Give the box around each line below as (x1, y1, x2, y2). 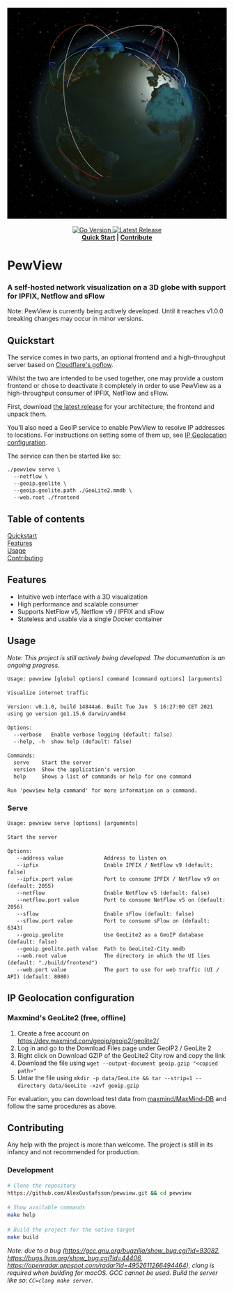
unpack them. (7, 410, 47, 419)
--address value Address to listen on (16, 854, 167, 862)
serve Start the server (13, 759, 92, 766)
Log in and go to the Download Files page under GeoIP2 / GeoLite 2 (17, 1044, 212, 1052)
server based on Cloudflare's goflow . (7, 361, 114, 369)
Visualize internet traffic (7, 689, 89, 696)
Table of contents (7, 513, 85, 525)
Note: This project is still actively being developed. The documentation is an (7, 653, 226, 662)
